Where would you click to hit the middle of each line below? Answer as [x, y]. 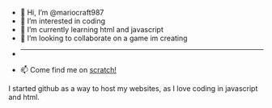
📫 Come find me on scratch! [68, 70]
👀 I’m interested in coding [63, 21]
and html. [24, 97]
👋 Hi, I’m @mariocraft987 [62, 12]
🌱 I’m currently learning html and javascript [91, 29]
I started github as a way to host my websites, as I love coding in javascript [133, 88]
